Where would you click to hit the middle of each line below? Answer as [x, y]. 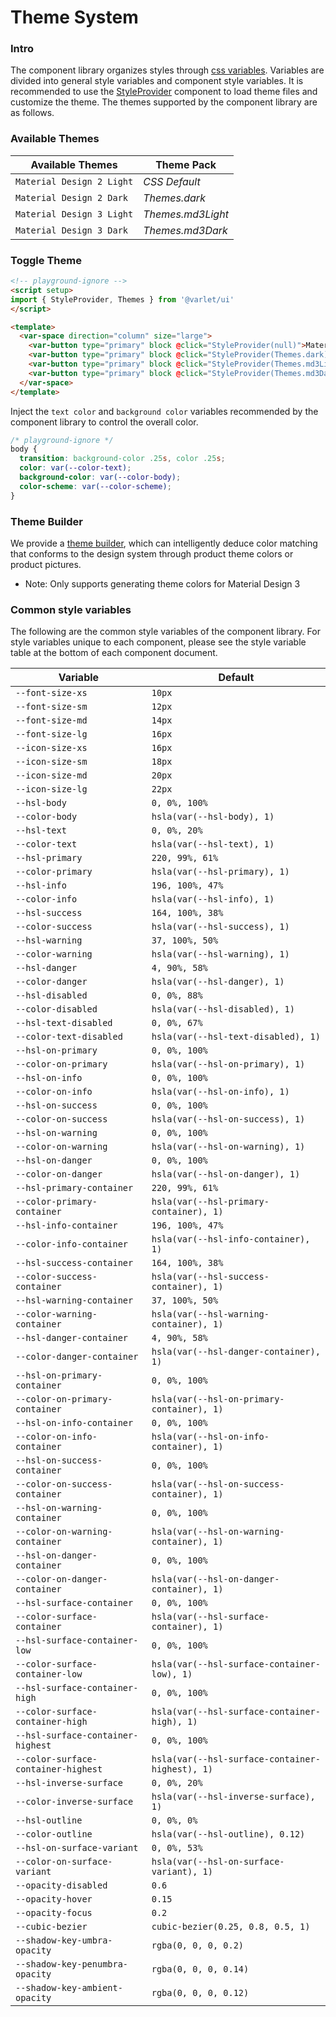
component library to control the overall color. [104, 422]
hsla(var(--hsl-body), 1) [213, 817]
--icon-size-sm [51, 762]
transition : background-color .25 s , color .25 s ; [122, 459]
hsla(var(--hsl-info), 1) [213, 899]
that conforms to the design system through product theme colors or [152, 554]
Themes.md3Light [186, 214]
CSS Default [172, 181]
